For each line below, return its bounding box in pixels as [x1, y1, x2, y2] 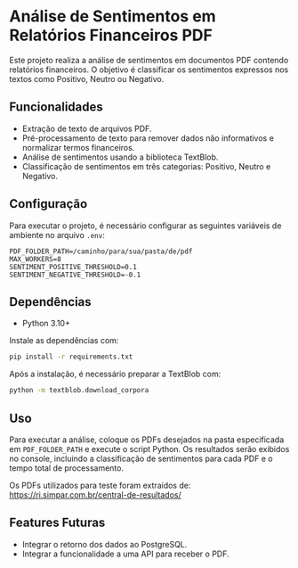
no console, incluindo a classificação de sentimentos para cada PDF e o [9, 453, 273, 464]
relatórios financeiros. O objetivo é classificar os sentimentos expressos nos [9, 64, 289, 75]
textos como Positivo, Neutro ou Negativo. [9, 73, 165, 84]
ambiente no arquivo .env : [9, 229, 105, 240]
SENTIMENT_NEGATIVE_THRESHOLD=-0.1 [9, 270, 141, 279]
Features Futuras [9, 515, 106, 531]
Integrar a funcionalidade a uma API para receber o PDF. [21, 548, 230, 559]
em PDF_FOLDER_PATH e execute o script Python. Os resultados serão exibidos [9, 443, 290, 454]
